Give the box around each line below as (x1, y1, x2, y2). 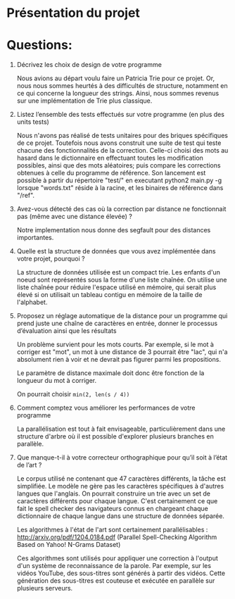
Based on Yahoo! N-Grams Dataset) (16, 541, 121, 549)
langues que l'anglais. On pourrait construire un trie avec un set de (16, 489, 210, 498)
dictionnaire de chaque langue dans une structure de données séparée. (16, 512, 224, 520)
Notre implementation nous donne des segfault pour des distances (16, 226, 211, 234)
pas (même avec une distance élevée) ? (16, 213, 133, 221)
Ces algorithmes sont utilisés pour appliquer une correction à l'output (16, 554, 219, 562)
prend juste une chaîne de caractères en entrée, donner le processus (16, 319, 218, 328)
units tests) (16, 118, 50, 126)
